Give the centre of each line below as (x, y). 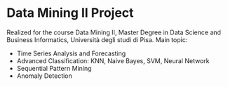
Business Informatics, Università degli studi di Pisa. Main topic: (97, 39)
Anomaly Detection (45, 76)
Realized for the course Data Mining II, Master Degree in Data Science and (114, 32)
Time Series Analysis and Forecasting (71, 53)
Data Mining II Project (70, 13)
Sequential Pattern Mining (54, 68)
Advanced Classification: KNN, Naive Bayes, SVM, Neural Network (113, 60)
